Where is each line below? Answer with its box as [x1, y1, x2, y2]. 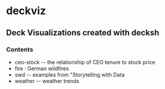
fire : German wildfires [14, 65, 69, 72]
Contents [6, 45, 34, 54]
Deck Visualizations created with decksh [6, 28, 160, 38]
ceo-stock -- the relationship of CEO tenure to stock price [14, 58, 156, 65]
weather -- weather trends [14, 77, 80, 84]
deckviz [6, 4, 46, 18]
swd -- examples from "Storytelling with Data [14, 71, 125, 78]
